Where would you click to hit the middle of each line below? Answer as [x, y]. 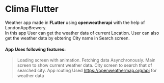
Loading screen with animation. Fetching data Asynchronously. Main [86, 60]
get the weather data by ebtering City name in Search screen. [68, 38]
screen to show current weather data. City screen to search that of [84, 65]
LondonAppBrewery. [26, 27]
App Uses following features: [36, 49]
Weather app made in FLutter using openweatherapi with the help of [75, 22]
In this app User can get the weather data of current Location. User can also [82, 33]
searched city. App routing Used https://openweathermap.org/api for [87, 71]
